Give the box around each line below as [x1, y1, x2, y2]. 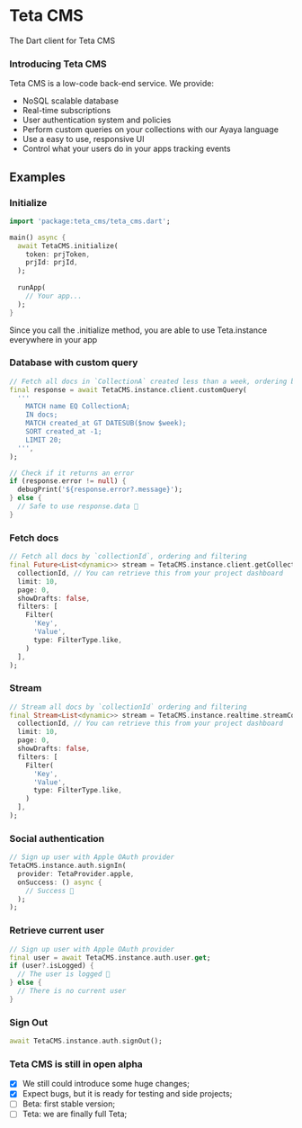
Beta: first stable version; [22, 1098, 115, 1109]
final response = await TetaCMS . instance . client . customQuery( [9, 385, 247, 394]
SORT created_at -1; [25, 427, 102, 436]
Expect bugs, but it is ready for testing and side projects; [22, 1088, 233, 1099]
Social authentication [9, 832, 105, 845]
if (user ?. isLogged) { [9, 962, 94, 971]
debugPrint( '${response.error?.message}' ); [17, 485, 182, 495]
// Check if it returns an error [9, 469, 135, 478]
